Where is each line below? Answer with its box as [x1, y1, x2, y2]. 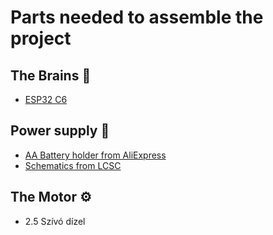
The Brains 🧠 [10, 67, 92, 84]
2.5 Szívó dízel [24, 215, 86, 227]
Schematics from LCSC [24, 159, 122, 171]
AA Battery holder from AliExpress [24, 149, 167, 161]
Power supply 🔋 [10, 122, 110, 140]
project [10, 27, 72, 50]
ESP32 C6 [24, 94, 68, 105]
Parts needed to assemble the [10, 6, 264, 29]
